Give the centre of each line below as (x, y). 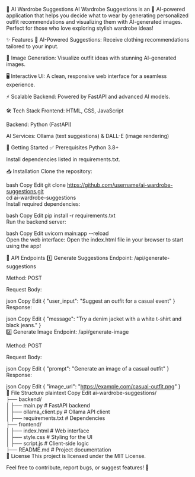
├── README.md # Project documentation (59, 450)
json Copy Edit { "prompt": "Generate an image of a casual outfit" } (88, 368)
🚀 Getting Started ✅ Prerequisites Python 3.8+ (63, 148)
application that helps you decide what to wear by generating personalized (97, 15)
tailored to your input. (32, 46)
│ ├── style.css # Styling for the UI (49, 437)
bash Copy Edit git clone (36, 185)
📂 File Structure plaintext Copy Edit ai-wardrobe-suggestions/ (81, 393)
